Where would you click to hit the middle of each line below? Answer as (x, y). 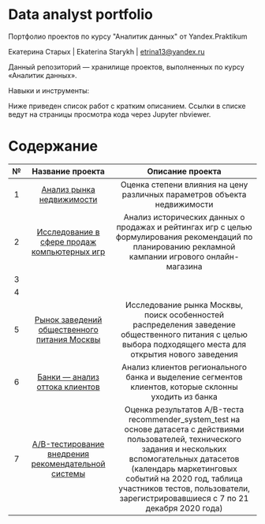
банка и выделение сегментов (184, 376)
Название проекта (68, 171)
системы (68, 473)
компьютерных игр (68, 252)
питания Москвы (68, 339)
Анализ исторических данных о (184, 217)
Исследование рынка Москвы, (184, 305)
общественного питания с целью (185, 335)
